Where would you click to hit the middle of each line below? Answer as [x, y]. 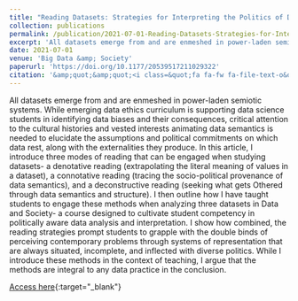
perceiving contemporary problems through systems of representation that [146, 241]
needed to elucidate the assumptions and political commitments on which [144, 137]
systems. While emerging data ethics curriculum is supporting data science [147, 109]
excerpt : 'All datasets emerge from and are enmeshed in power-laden [141, 42]
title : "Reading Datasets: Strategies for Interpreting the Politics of [146, 17]
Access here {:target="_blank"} [65, 286]
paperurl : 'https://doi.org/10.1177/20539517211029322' [114, 67]
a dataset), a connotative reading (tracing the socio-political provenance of [146, 175]
